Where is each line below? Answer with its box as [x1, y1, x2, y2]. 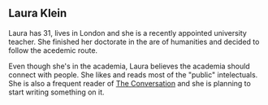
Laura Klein [8, 7, 67, 20]
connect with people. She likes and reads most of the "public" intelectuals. [8, 69, 258, 80]
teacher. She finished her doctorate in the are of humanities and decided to [8, 37, 260, 46]
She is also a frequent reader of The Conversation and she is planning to [8, 78, 252, 88]
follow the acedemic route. [8, 45, 98, 55]
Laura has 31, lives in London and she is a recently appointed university [8, 28, 248, 37]
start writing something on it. [8, 87, 105, 97]
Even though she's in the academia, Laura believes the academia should [8, 61, 250, 71]
